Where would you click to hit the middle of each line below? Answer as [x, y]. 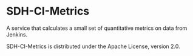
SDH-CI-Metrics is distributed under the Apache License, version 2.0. [93, 46]
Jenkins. [17, 34]
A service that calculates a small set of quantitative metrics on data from [97, 28]
